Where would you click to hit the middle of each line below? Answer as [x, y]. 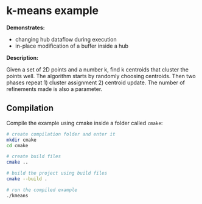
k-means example [53, 11]
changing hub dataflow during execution [66, 39]
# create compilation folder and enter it [61, 134]
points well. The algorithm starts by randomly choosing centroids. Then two [101, 76]
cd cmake [17, 145]
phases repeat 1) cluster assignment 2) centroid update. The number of [96, 82]
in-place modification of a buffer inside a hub [72, 46]
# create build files [34, 156]
